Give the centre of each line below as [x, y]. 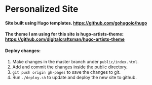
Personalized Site [42, 9]
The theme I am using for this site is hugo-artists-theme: [64, 34]
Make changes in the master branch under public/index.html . [76, 61]
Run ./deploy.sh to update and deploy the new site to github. [75, 77]
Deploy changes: [23, 51]
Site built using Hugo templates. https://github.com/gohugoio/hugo [76, 23]
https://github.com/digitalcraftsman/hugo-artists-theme [65, 39]
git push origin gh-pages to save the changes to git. [66, 72]
